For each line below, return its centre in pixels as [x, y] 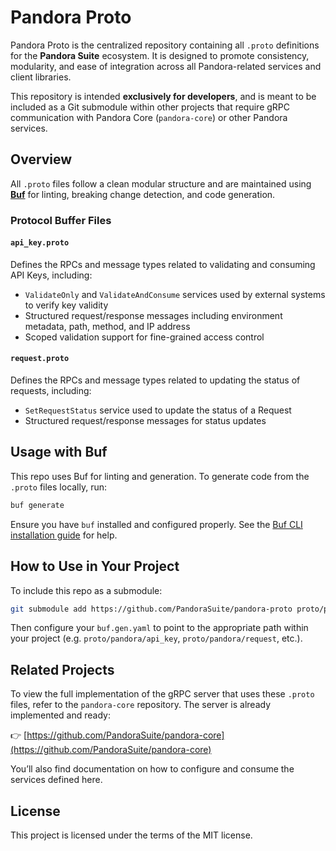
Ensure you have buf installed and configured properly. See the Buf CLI [156, 524]
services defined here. [56, 780]
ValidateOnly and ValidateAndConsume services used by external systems [175, 294]
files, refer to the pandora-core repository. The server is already [141, 705]
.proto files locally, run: [59, 487]
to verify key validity [66, 305]
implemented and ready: [60, 715]
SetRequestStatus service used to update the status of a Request [158, 410]
